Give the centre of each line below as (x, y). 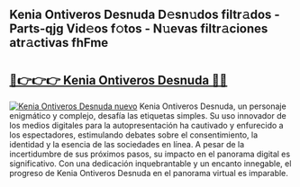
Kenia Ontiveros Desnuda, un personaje (213, 106)
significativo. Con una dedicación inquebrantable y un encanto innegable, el (150, 164)
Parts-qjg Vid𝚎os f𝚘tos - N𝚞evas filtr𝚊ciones (139, 29)
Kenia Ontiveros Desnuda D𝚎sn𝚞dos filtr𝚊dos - (145, 15)
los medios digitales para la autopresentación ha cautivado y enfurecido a (146, 125)
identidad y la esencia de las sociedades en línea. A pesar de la (127, 144)
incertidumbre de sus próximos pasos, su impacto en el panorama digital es (150, 154)
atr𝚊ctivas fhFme (59, 43)
